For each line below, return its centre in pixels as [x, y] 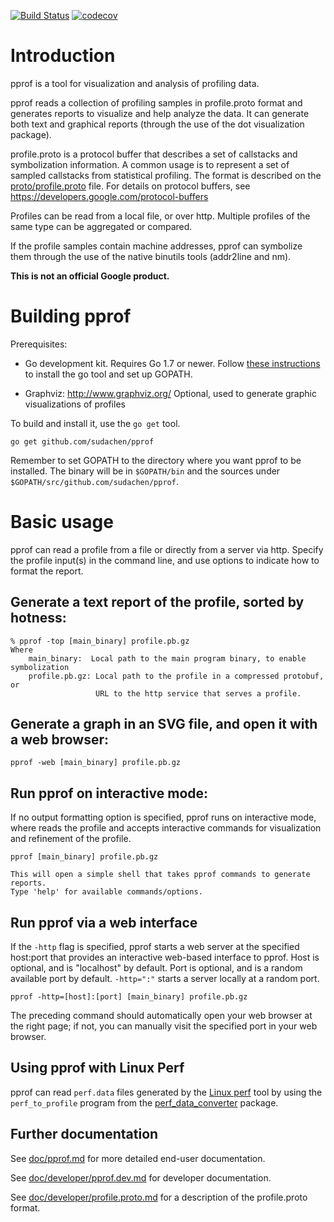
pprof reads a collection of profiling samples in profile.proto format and [156, 102]
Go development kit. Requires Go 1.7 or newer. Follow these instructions [172, 363]
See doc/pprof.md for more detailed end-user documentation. [138, 1158]
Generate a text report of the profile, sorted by [157, 602]
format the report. [47, 571]
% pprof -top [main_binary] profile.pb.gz [100, 641]
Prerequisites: [39, 344]
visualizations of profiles [75, 404]
